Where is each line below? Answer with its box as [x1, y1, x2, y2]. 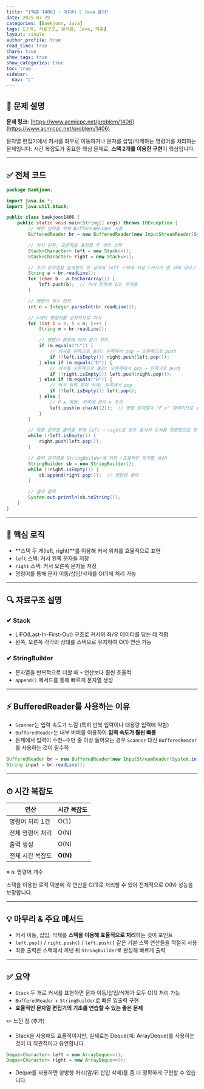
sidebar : [6, 71, 29, 77]
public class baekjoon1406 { [6, 214, 80, 221]
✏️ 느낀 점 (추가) [6, 1017, 45, 1025]
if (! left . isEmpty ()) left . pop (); [49, 388, 137, 394]
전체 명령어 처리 [9, 828, 52, 837]
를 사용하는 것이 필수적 [15, 744, 69, 752]
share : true [6, 49, 36, 55]
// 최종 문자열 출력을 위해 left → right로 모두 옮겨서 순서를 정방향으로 [28, 427, 191, 434]
